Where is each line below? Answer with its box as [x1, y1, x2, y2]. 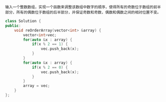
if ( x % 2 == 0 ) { [31, 65, 68, 70]
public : [5, 23, 21, 28]
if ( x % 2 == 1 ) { [31, 42, 68, 47]
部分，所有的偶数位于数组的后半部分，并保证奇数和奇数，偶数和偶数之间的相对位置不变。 [5, 10, 161, 15]
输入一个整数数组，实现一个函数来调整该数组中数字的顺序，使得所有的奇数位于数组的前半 [5, 4, 161, 9]
